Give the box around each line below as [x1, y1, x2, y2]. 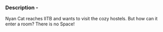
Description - [5, 4, 38, 11]
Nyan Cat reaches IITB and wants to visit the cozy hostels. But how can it [5, 16, 158, 22]
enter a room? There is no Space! [5, 21, 75, 27]
